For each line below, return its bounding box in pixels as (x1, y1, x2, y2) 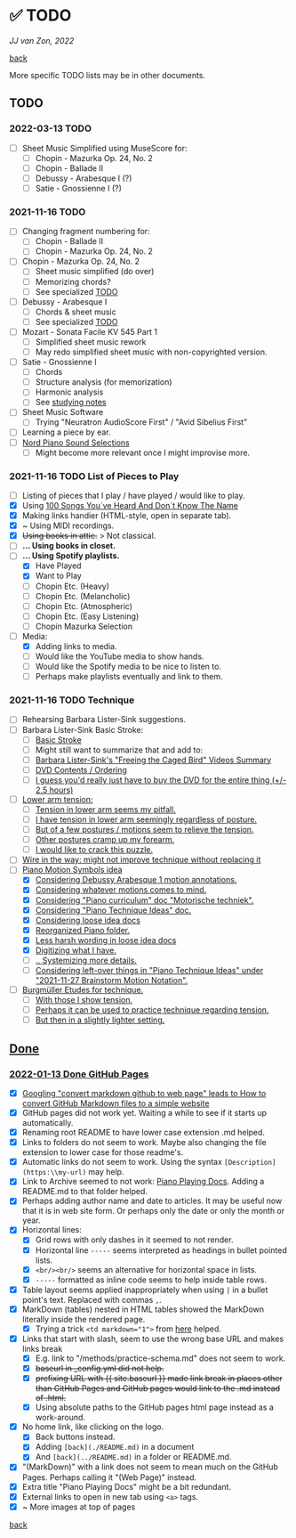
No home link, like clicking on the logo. (21, 1421, 164, 1432)
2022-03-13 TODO (9, 122, 92, 134)
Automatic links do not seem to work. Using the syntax (21, 1157, 222, 1168)
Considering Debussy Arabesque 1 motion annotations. (35, 875, 237, 885)
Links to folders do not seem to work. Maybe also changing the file (21, 1137, 267, 1148)
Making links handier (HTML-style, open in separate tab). (21, 510, 232, 521)
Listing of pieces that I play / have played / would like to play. (21, 490, 245, 500)
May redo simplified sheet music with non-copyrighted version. (35, 346, 268, 357)
